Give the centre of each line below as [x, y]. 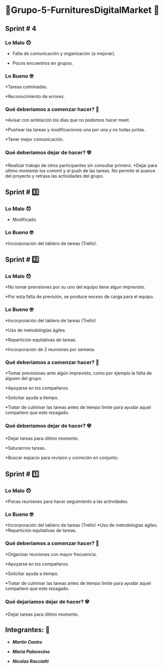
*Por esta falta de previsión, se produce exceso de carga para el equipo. [80, 297]
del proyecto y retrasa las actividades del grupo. [55, 176]
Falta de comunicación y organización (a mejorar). [64, 53]
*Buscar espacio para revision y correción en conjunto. [62, 458]
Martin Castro [27, 642]
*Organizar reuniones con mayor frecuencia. [51, 554]
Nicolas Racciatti [30, 661]
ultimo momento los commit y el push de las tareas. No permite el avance [80, 171]
